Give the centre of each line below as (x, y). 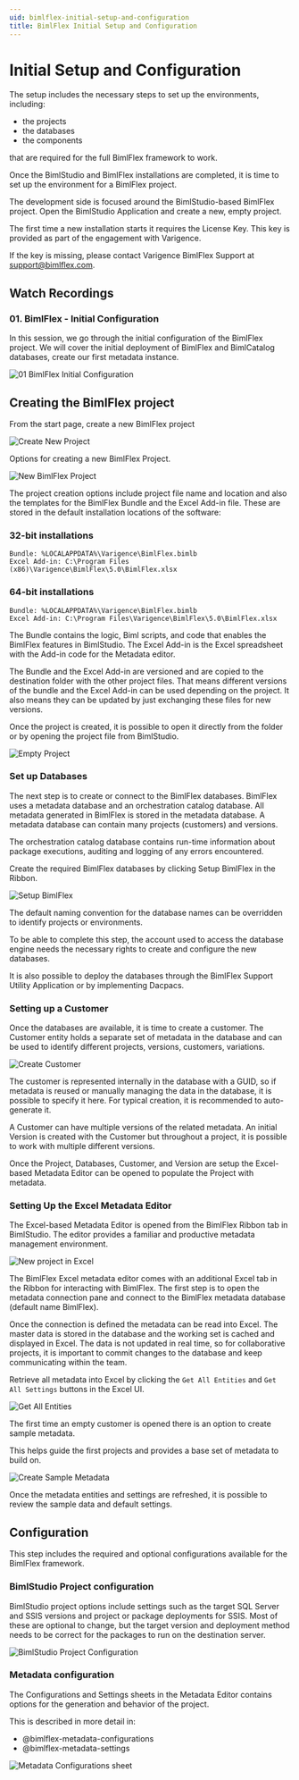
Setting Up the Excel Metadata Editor (91, 1205)
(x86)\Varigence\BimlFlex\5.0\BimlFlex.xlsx (93, 570)
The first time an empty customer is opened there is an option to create (141, 1424)
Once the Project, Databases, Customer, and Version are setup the (132, 1163)
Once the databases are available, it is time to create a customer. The (137, 1028)
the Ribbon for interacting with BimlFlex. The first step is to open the (135, 1289)
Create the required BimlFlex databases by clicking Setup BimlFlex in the (142, 869)
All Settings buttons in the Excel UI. (77, 1390)
